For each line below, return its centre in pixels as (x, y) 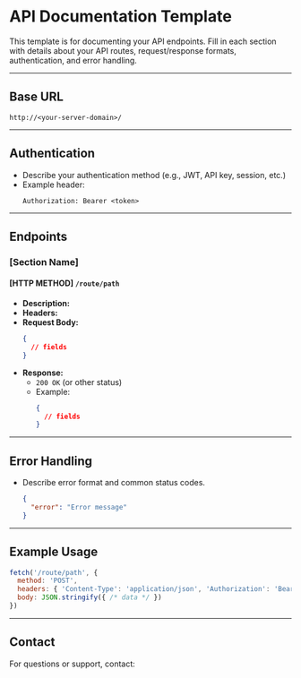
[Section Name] (44, 262)
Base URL (37, 97)
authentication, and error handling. (73, 60)
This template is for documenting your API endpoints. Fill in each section (143, 41)
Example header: (53, 185)
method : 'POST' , (47, 581)
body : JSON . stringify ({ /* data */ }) (90, 597)
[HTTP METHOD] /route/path (64, 283)
